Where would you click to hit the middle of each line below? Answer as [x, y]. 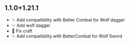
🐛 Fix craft [22, 31]
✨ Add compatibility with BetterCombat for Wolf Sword [67, 36]
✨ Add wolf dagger [31, 25]
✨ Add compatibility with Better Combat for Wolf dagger [68, 20]
